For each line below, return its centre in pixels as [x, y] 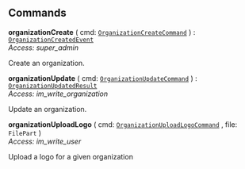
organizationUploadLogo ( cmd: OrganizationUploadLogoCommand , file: [123, 124]
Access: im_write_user [45, 141]
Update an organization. [48, 109]
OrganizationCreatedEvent [51, 40]
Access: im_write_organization [58, 94]
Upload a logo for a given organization [71, 156]
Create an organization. [46, 63]
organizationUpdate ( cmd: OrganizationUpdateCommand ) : [103, 78]
